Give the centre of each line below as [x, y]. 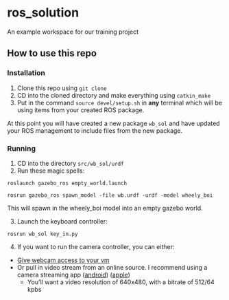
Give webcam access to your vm [63, 260]
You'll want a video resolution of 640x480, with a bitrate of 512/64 [121, 282]
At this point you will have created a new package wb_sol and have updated [114, 123]
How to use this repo [52, 53]
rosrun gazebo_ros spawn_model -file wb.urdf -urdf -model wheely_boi [110, 195]
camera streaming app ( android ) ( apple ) [73, 275]
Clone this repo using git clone [62, 88]
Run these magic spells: [51, 171]
